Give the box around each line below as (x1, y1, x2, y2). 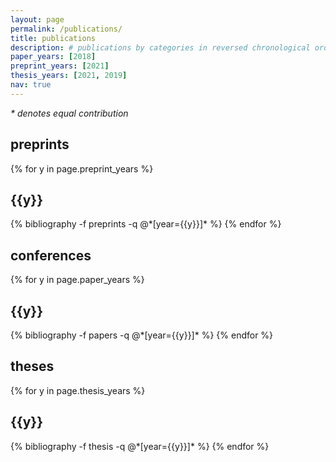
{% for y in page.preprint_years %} (10, 162, 154, 175)
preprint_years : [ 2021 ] (10, 61, 110, 71)
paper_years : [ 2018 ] (10, 52, 97, 62)
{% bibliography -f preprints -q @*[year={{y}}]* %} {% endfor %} (10, 218, 282, 230)
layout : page (10, 14, 65, 25)
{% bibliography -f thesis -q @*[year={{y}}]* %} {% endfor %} (10, 440, 270, 452)
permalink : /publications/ (10, 24, 123, 34)
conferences (10, 247, 92, 264)
